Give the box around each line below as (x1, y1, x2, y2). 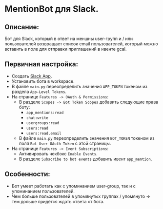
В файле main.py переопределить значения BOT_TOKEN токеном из (19, 135, 155, 141)
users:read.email (26, 131, 61, 136)
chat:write (26, 115, 48, 120)
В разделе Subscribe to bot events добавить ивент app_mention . (19, 156, 152, 162)
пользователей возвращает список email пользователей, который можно (4, 41, 158, 47)
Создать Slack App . (11, 73, 52, 79)
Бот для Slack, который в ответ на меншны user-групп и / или (4, 36, 133, 41)
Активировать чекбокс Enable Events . (19, 151, 98, 156)
